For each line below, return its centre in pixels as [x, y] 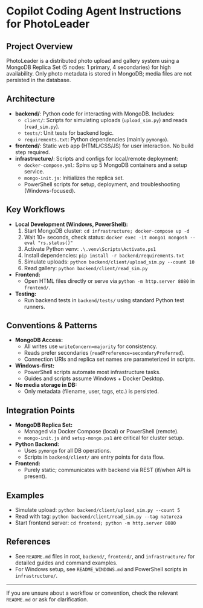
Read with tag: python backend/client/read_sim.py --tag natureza [98, 516]
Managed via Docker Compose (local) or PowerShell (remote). [101, 432]
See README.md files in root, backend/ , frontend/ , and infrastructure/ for [105, 556]
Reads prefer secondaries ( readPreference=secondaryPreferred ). [104, 353]
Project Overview [40, 46]
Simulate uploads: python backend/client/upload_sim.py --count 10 [109, 262]
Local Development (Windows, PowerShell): [72, 224]
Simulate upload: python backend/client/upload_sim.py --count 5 [97, 510]
